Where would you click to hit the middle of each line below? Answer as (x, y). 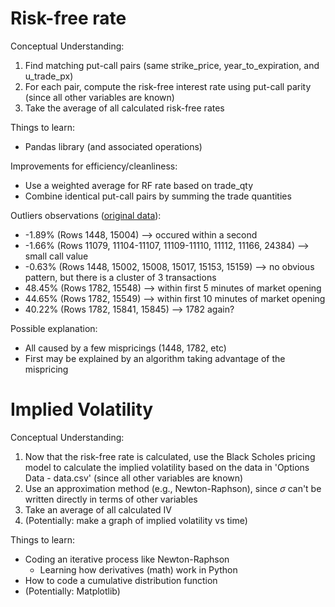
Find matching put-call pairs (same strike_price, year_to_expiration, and (172, 65)
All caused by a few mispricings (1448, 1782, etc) (125, 348)
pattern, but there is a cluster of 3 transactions (120, 277)
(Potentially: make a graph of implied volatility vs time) (136, 520)
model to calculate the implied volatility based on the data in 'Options (167, 467)
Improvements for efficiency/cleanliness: (94, 166)
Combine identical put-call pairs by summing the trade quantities (158, 196)
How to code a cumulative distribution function (121, 580)
